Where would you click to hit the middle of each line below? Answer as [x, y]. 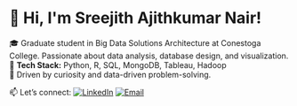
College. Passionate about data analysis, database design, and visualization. [149, 56]
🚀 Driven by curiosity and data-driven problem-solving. [110, 74]
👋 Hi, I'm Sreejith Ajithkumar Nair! [136, 18]
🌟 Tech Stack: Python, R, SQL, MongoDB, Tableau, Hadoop [118, 64]
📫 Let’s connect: [40, 92]
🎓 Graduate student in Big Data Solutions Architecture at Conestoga [135, 42]
